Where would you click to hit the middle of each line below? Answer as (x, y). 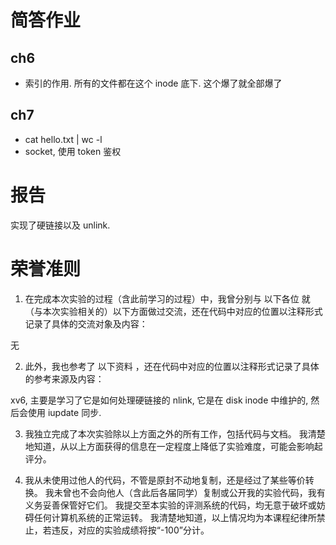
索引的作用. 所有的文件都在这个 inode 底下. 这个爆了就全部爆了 (153, 83)
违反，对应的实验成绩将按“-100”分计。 (130, 530)
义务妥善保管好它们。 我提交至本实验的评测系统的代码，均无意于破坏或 (170, 505)
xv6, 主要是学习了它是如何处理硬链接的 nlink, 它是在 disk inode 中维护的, (159, 400)
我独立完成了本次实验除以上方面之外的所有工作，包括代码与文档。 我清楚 (175, 433)
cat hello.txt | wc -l (63, 139)
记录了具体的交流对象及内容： (86, 323)
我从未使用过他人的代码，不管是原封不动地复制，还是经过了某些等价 (165, 480)
